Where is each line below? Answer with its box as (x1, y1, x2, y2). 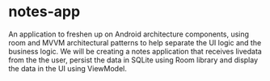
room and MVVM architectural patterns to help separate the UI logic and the (8, 37, 262, 47)
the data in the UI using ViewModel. (8, 63, 127, 73)
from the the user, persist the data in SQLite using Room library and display (8, 55, 259, 65)
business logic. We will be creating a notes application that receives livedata (8, 46, 263, 56)
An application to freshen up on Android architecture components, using (8, 29, 249, 39)
